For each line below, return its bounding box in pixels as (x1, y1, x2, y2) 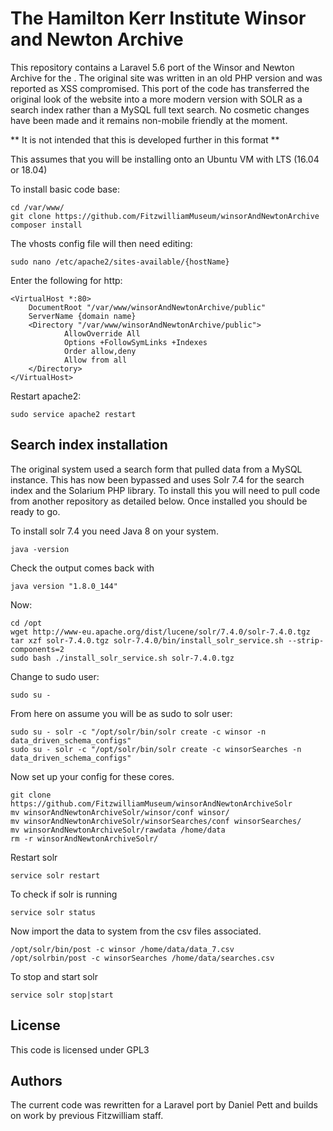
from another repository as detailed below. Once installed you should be (10, 495, 308, 507)
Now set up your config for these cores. (10, 770, 175, 782)
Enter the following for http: (10, 274, 123, 286)
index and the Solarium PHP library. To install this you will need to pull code (10, 484, 321, 496)
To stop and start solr (10, 970, 99, 982)
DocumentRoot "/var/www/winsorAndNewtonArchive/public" (28, 302, 267, 312)
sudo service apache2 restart (10, 409, 137, 419)
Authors (10, 1072, 63, 1089)
